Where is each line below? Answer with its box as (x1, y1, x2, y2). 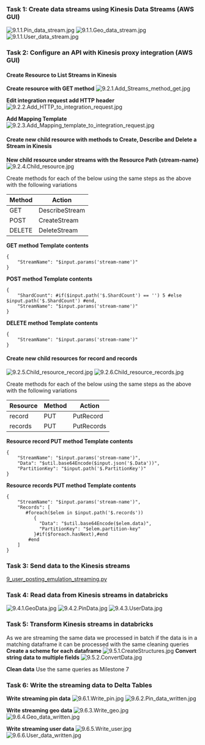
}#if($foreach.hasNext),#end (33, 531, 108, 537)
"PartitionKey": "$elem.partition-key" (39, 526, 141, 532)
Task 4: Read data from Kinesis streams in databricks (6, 591, 168, 599)
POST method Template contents (6, 275, 93, 283)
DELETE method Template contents (6, 319, 99, 327)
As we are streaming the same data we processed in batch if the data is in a (6, 634, 198, 641)
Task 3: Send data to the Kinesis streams (6, 561, 130, 570)
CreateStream (39, 216, 79, 224)
